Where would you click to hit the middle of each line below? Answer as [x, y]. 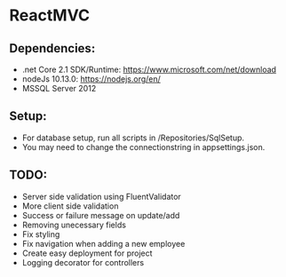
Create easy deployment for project [87, 253]
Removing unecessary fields [74, 225]
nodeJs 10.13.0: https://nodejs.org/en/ [91, 79]
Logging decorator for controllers [83, 262]
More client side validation [70, 206]
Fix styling [41, 234]
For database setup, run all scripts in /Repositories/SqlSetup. [133, 138]
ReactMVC [50, 16]
